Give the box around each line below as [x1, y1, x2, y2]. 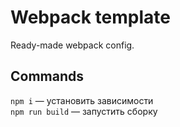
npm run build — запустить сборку [10, 105, 158, 117]
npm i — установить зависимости [10, 94, 154, 106]
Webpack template [10, 6, 171, 29]
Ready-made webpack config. [10, 39, 135, 51]
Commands [10, 68, 85, 85]
